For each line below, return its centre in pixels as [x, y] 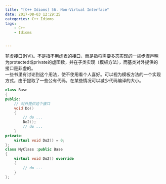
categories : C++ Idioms [30, 19]
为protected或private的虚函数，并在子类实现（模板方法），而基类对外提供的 [82, 62]
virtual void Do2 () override [44, 159]
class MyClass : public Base [34, 149]
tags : [11, 23]
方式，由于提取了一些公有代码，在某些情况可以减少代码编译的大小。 [74, 80]
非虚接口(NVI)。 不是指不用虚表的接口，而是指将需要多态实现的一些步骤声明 [82, 56]
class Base [16, 90]
